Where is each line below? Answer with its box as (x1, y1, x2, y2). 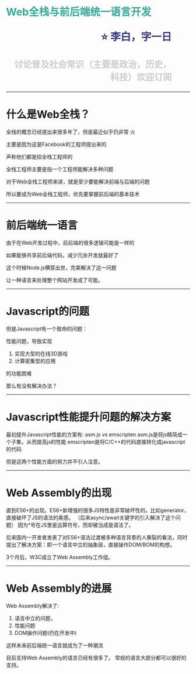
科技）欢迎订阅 (110, 71, 172, 83)
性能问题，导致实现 (6, 338, 52, 344)
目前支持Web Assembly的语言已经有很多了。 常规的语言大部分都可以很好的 (6, 654, 187, 661)
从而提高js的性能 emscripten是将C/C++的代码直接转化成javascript (26, 438, 185, 445)
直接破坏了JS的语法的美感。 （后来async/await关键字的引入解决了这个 (6, 514, 176, 521)
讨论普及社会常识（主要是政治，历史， (14, 59, 172, 70)
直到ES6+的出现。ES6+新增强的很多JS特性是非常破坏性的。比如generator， (6, 507, 190, 514)
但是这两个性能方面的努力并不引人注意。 (6, 458, 103, 465)
